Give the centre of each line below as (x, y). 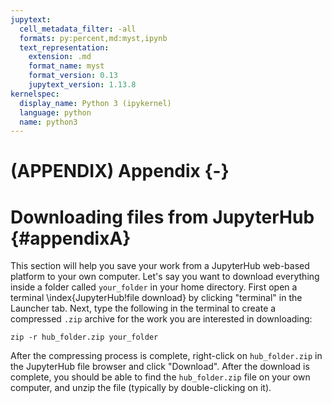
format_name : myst (66, 66)
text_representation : (64, 47)
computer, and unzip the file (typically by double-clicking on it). (141, 388)
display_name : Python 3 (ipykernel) (95, 103)
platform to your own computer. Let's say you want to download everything (165, 277)
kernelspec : (35, 94)
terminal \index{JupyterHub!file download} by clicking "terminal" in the (156, 298)
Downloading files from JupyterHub (162, 217)
